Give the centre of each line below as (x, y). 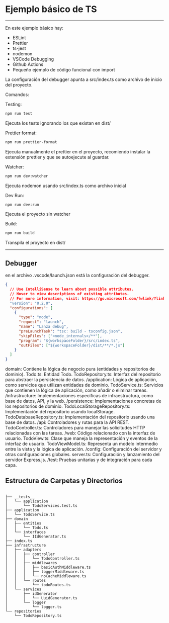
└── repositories (23, 611)
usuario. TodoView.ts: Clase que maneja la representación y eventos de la (81, 438)
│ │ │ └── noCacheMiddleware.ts (46, 576)
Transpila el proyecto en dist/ (35, 243)
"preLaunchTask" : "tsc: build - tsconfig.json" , (70, 331)
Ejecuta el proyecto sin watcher (38, 214)
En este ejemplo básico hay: (34, 28)
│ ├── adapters (23, 550)
